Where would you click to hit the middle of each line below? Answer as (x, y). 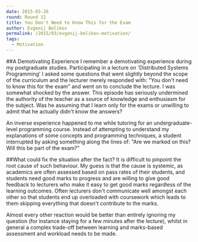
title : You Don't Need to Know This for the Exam (69, 22)
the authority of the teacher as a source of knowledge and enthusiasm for (96, 99)
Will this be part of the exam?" (43, 148)
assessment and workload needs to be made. (61, 233)
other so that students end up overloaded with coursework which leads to (96, 197)
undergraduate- (173, 123)
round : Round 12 (26, 17)
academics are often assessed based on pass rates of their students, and (95, 172)
